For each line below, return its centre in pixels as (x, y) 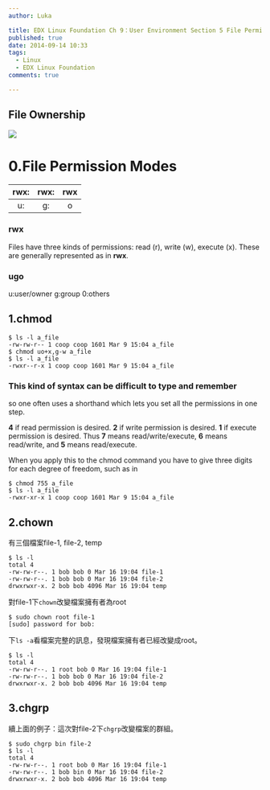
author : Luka (30, 16)
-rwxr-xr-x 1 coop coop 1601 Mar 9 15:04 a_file (91, 498)
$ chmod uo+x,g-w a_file (50, 352)
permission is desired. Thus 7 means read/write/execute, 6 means (118, 436)
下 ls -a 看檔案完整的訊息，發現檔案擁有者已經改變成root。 (105, 640)
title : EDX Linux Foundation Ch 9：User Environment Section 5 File (125, 30)
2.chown (31, 523)
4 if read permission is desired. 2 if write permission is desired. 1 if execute (133, 428)
